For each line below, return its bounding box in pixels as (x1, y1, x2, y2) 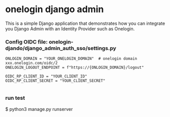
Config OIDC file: (5, 38, 48, 45)
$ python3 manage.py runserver (5, 106, 73, 112)
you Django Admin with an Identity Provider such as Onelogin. (5, 25, 135, 31)
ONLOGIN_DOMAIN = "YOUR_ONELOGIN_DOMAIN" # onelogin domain (5, 56, 138, 61)
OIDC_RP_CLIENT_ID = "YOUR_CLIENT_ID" (5, 74, 87, 79)
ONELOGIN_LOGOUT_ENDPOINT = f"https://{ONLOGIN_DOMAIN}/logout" (5, 65, 144, 70)
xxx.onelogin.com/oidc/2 (5, 61, 58, 66)
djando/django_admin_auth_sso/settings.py (5, 45, 117, 52)
